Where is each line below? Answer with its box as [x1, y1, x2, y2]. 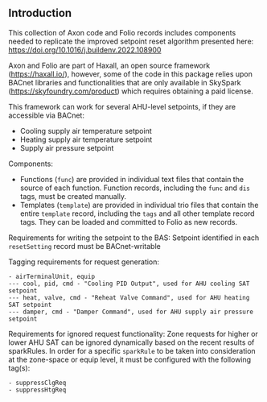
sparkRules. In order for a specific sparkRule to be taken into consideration [8, 346, 256, 355]
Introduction [8, 6, 72, 20]
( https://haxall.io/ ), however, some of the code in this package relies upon [8, 68, 253, 79]
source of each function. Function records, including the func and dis [19, 183, 251, 193]
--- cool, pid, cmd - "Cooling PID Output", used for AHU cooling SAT [8, 280, 250, 288]
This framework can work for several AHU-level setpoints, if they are [8, 102, 236, 111]
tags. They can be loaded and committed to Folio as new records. [19, 217, 238, 226]
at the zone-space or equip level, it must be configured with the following [8, 354, 252, 364]
